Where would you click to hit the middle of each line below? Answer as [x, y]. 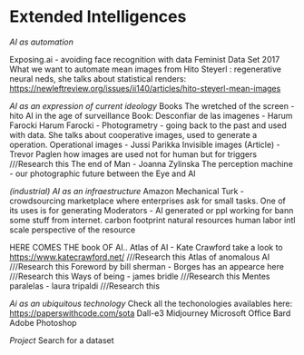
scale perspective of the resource [73, 230]
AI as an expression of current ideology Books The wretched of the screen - [152, 105]
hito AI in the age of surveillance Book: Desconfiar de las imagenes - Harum [151, 115]
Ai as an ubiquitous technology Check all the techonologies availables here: [151, 303]
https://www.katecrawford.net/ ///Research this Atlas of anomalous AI [140, 257]
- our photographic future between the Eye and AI [103, 173]
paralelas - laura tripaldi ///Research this [85, 286]
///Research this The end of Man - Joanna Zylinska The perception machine [151, 163]
